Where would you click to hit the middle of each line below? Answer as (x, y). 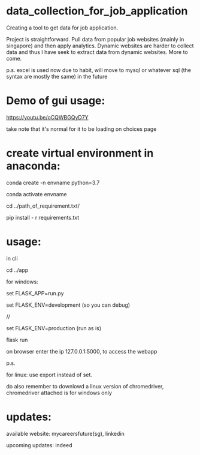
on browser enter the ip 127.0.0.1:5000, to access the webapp (82, 351)
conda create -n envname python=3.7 (53, 182)
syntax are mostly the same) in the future (57, 76)
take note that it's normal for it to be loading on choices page (81, 129)
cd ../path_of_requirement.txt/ (43, 206)
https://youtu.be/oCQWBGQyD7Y (47, 117)
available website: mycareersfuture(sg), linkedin (65, 433)
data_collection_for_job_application (97, 11)
